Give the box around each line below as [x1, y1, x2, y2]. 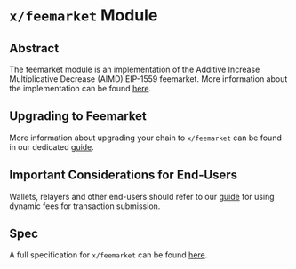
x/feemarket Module [9, 5, 158, 26]
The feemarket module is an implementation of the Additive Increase [9, 64, 260, 75]
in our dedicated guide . [9, 141, 95, 152]
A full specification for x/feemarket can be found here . [9, 249, 208, 260]
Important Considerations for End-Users [9, 168, 238, 183]
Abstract [9, 41, 60, 56]
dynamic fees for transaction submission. [9, 201, 161, 211]
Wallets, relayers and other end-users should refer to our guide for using [9, 191, 275, 202]
